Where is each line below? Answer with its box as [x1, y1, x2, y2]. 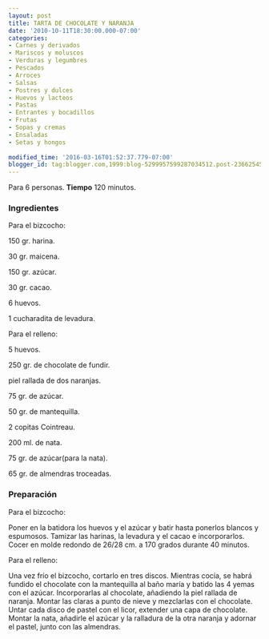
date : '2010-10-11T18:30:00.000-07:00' [8, 26, 142, 34]
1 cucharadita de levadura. [8, 314, 96, 324]
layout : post [8, 11, 52, 20]
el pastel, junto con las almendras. [8, 621, 122, 631]
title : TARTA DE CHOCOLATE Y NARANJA [8, 19, 134, 27]
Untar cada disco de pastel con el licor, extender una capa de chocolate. [8, 605, 248, 614]
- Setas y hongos [8, 138, 66, 147]
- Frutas [8, 116, 38, 124]
